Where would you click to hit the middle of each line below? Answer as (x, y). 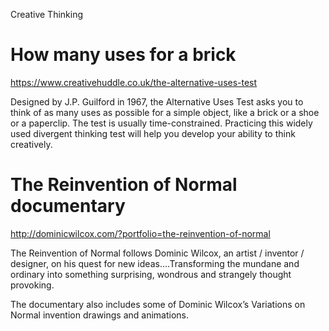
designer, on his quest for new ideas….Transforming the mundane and (155, 263)
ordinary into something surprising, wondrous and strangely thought (151, 274)
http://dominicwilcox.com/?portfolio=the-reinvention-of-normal (140, 233)
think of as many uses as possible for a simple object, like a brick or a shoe (165, 112)
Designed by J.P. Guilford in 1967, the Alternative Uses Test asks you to (157, 101)
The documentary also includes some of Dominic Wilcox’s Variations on (158, 304)
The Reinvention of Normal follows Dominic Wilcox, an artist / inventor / (157, 253)
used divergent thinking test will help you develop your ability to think (153, 133)
